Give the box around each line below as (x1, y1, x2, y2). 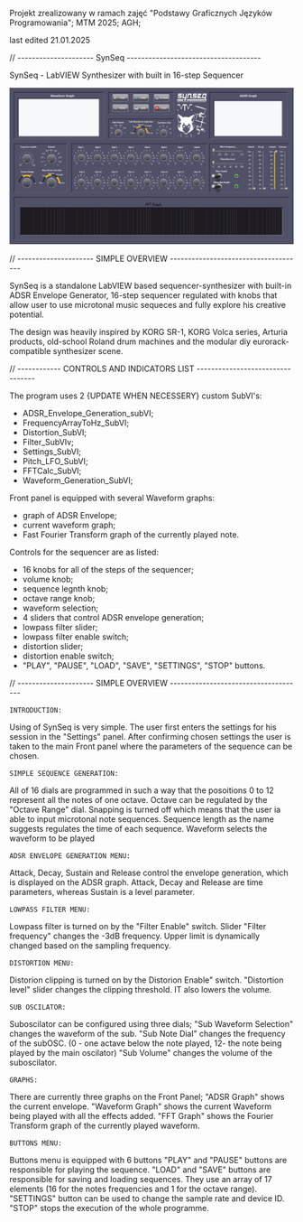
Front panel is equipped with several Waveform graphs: (9, 492, 215, 504)
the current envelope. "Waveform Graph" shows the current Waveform (9, 1101, 272, 1112)
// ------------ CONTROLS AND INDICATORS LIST (9, 363, 196, 374)
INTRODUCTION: (9, 706, 63, 715)
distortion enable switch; (22, 650, 115, 662)
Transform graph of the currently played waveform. (9, 1120, 200, 1132)
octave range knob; (22, 593, 96, 604)
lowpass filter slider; (22, 622, 98, 633)
